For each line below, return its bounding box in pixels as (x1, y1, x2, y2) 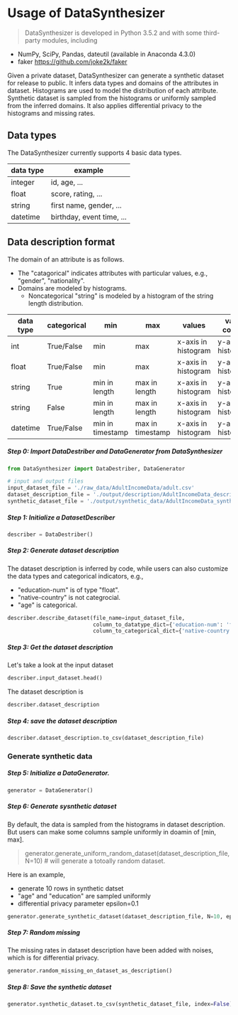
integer (11, 177, 35, 187)
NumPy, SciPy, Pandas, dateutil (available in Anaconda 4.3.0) (17, 50, 196, 58)
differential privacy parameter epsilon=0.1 (17, 899, 140, 908)
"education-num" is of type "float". (17, 585, 120, 594)
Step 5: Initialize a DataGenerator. (7, 769, 110, 778)
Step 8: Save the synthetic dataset (7, 982, 112, 991)
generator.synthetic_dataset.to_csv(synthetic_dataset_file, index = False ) (7, 1001, 233, 1008)
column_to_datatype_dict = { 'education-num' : (93, 621, 223, 628)
